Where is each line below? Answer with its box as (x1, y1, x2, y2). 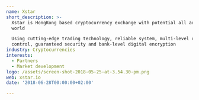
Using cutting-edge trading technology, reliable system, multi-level (11, 36, 190, 42)
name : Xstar (6, 8, 36, 15)
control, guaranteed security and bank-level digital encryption (11, 41, 176, 47)
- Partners (11, 57, 38, 64)
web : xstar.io (6, 75, 41, 80)
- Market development (11, 63, 65, 69)
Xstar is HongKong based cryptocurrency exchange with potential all (11, 20, 187, 25)
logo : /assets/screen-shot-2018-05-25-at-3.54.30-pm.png (6, 69, 150, 75)
